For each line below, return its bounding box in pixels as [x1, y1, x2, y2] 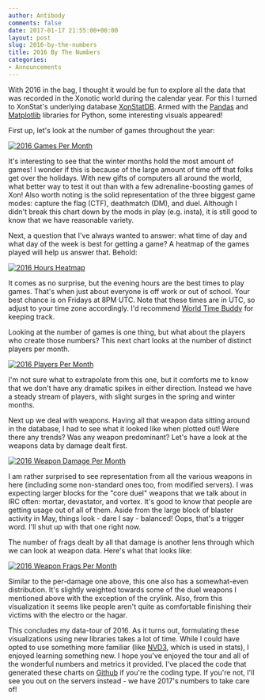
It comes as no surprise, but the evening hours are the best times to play [8, 278, 245, 288]
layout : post [8, 33, 51, 42]
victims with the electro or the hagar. [8, 610, 128, 619]
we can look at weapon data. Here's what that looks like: [8, 545, 192, 555]
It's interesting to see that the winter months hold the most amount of [8, 156, 234, 166]
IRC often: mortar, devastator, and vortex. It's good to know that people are [8, 496, 252, 506]
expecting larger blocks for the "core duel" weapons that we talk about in [8, 488, 247, 498]
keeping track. [8, 312, 55, 321]
